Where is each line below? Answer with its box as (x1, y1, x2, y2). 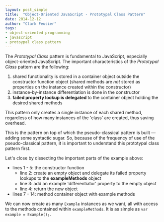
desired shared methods (12, 100, 63, 106)
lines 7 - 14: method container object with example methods (12, 191, 135, 197)
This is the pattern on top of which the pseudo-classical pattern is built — (5, 130, 156, 136)
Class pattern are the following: (5, 64, 70, 70)
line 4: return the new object (19, 186, 78, 192)
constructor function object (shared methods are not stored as (12, 78, 141, 84)
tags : (5, 26, 16, 31)
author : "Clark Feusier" (5, 21, 57, 26)
